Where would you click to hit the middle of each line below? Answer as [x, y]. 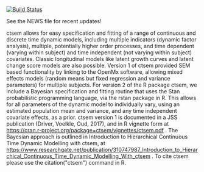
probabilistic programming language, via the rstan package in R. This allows [101, 98]
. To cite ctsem [170, 156]
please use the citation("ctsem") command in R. [66, 163]
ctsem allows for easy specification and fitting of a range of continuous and [101, 33]
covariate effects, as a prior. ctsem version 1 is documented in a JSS [92, 117]
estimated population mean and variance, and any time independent [92, 111]
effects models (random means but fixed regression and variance [88, 78]
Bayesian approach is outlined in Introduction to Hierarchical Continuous [97, 137]
